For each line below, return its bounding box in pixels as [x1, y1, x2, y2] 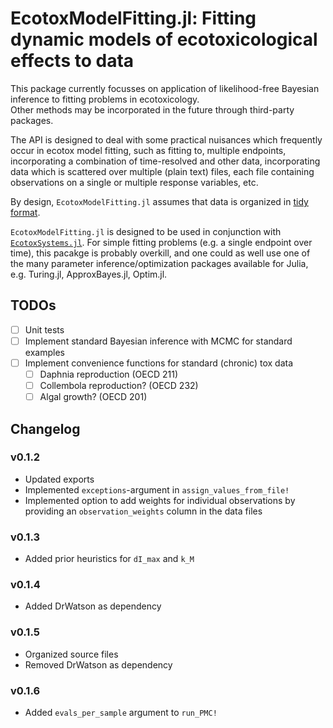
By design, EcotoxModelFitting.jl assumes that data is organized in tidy [10, 195, 309, 207]
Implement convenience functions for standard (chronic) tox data [24, 357, 294, 369]
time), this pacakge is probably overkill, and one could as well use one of [10, 247, 311, 259]
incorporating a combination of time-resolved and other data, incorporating [10, 155, 321, 167]
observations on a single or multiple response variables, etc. [10, 176, 259, 188]
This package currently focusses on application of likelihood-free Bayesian [10, 82, 320, 94]
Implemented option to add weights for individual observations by [24, 494, 296, 506]
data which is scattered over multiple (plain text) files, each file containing [10, 165, 315, 177]
